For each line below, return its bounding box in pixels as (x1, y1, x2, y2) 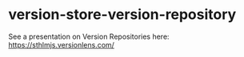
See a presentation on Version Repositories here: (8, 32, 170, 41)
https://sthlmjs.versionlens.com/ (8, 40, 114, 49)
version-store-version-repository (8, 6, 237, 24)
